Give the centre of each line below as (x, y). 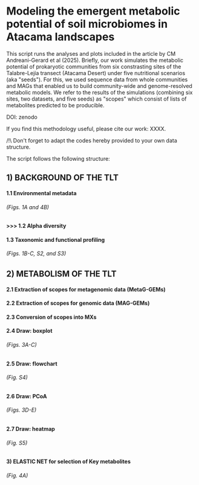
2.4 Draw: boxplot (29, 331)
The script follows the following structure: (58, 158)
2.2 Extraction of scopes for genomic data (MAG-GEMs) (78, 303)
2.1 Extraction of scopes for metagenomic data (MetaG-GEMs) (86, 289)
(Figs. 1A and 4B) (28, 207)
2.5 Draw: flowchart (32, 363)
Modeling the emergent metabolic (93, 11)
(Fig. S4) (17, 378)
